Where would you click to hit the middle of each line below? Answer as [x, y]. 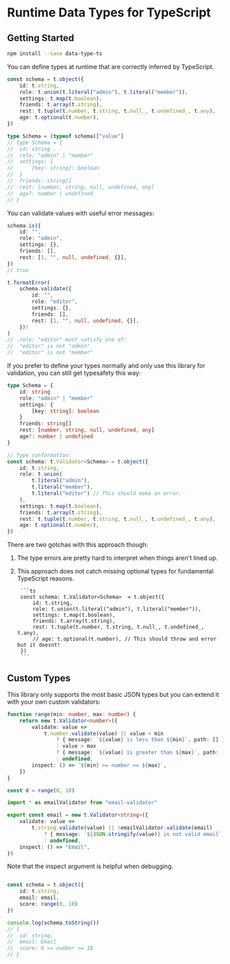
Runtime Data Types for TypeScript [109, 13]
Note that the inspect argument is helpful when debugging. [90, 866]
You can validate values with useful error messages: [81, 213]
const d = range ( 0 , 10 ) [41, 790]
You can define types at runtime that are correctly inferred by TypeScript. [111, 66]
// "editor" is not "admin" [49, 346]
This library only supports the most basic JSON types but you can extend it [113, 694]
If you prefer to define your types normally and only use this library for [106, 366]
